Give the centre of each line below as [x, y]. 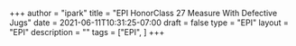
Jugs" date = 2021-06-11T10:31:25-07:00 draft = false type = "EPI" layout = [149, 23]
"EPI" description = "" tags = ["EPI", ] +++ [87, 32]
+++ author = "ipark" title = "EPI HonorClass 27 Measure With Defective [143, 13]
